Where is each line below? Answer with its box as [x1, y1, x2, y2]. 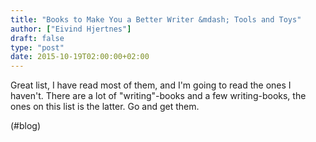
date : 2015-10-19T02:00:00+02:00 [10, 52, 150, 62]
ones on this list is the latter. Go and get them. [10, 101, 200, 113]
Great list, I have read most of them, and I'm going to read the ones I [10, 79, 292, 91]
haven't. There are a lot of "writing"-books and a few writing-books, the [10, 90, 307, 102]
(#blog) [10, 120, 42, 132]
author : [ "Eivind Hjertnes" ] [10, 24, 132, 34]
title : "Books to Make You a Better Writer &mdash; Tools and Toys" [10, 14, 302, 25]
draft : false [10, 33, 65, 43]
